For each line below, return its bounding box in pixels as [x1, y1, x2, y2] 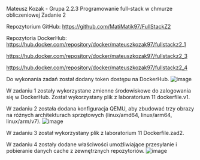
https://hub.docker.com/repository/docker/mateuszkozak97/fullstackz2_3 [6, 53, 187, 59]
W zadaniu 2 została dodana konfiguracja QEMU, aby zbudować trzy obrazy [6, 105, 195, 112]
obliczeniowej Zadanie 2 [6, 11, 66, 19]
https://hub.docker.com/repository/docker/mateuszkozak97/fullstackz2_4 [6, 64, 188, 71]
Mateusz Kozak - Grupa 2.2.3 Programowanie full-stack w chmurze [6, 5, 172, 12]
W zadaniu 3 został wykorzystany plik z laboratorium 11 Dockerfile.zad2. [6, 130, 184, 136]
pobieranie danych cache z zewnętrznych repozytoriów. [6, 147, 145, 154]
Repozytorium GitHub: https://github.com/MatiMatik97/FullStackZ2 [6, 23, 171, 30]
